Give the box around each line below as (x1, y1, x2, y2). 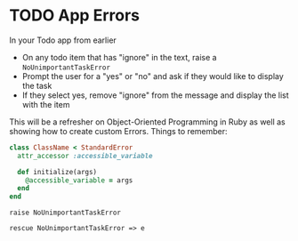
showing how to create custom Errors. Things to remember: (9, 125, 229, 136)
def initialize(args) (17, 167, 98, 176)
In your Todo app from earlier (9, 35, 117, 45)
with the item (21, 99, 70, 109)
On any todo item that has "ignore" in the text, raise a (21, 52, 217, 62)
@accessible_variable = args (25, 175, 133, 185)
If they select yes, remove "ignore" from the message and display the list (21, 90, 289, 100)
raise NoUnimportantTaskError (9, 208, 122, 218)
